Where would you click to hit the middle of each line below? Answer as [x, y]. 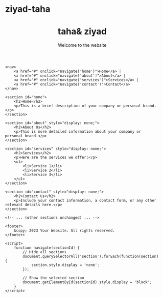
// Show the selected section [53, 278]
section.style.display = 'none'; [65, 265]
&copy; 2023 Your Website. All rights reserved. [64, 231]
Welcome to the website [82, 45]
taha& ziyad [82, 32]
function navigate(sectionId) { [47, 248]
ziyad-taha [28, 9]
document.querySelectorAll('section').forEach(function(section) [91, 257]
